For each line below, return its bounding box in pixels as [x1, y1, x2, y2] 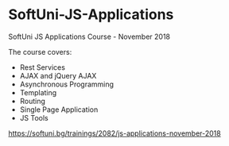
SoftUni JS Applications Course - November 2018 [8, 32, 171, 41]
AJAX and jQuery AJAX [19, 71, 97, 80]
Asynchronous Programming [19, 79, 114, 89]
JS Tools [19, 113, 49, 122]
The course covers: [8, 47, 72, 56]
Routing [19, 96, 46, 106]
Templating [19, 87, 57, 97]
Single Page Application [19, 105, 99, 114]
